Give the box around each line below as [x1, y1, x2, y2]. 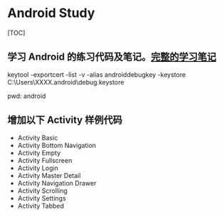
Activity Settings [17, 194, 66, 202]
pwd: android [7, 91, 46, 100]
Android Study [7, 5, 95, 21]
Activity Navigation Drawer [17, 179, 97, 187]
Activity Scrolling [17, 186, 68, 195]
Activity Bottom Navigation [17, 141, 97, 149]
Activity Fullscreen [17, 156, 73, 164]
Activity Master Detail [17, 171, 81, 179]
